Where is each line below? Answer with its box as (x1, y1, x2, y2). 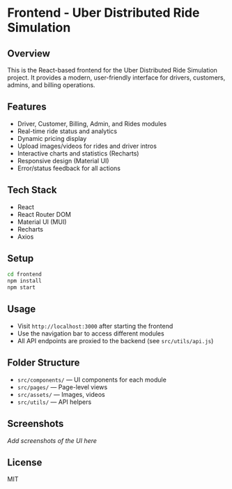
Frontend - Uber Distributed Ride (7, 5, 200, 21)
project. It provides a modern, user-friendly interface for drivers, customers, (7, 73, 226, 82)
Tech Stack (7, 184, 57, 196)
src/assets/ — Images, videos (17, 390, 106, 398)
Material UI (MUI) (17, 218, 68, 226)
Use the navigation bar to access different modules (17, 329, 165, 338)
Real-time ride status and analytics (17, 127, 118, 135)
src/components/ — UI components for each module (17, 375, 167, 384)
